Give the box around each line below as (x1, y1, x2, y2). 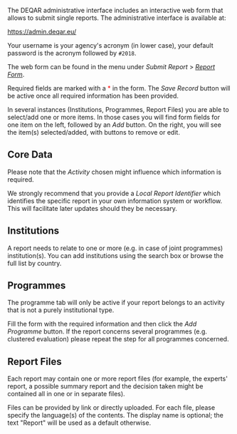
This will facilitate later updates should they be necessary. (7, 204, 178, 212)
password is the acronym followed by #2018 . (7, 49, 137, 57)
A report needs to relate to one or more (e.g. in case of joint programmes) (7, 244, 223, 252)
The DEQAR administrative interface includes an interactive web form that (7, 6, 223, 14)
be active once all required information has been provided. (7, 92, 179, 100)
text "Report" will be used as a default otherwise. (7, 418, 152, 427)
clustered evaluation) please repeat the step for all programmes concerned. (7, 335, 229, 343)
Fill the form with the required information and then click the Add (7, 320, 197, 329)
